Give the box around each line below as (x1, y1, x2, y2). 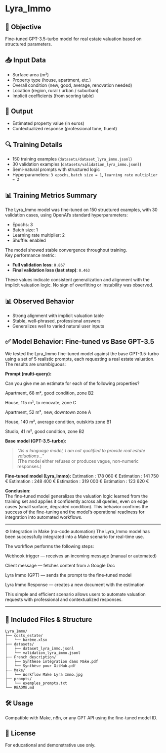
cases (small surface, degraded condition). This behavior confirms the (5, 503, 149, 509)
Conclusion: (5, 487, 31, 493)
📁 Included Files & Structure (5, 615, 92, 624)
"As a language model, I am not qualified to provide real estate (17, 447, 146, 453)
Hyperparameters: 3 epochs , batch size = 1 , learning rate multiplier (12, 172, 158, 178)
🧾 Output (5, 107, 33, 115)
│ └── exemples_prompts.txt (5, 681, 68, 686)
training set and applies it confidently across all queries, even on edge (5, 498, 148, 504)
